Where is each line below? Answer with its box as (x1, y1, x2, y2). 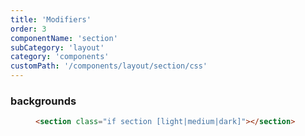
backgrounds (10, 94, 77, 108)
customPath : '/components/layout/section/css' (10, 61, 208, 71)
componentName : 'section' (10, 33, 118, 43)
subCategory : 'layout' (10, 42, 105, 53)
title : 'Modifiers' (10, 14, 92, 25)
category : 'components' (10, 52, 110, 62)
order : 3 (10, 24, 47, 34)
